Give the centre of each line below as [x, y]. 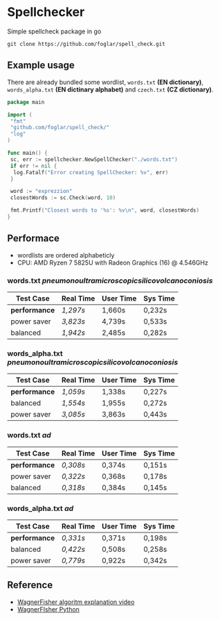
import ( [20, 115]
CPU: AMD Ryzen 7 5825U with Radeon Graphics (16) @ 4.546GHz [113, 262]
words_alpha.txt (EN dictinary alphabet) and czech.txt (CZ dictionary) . [110, 89]
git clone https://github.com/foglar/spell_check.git [86, 44]
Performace [34, 238]
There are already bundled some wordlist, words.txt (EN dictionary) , [106, 82]
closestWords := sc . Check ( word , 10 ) [63, 198]
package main [26, 102]
